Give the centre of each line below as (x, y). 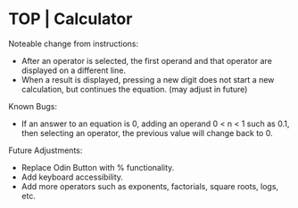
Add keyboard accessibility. (72, 177)
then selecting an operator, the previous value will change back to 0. (147, 132)
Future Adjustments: (46, 150)
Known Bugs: (33, 106)
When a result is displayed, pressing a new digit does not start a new (148, 79)
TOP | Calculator (70, 19)
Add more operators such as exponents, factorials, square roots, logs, (149, 186)
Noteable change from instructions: (74, 44)
